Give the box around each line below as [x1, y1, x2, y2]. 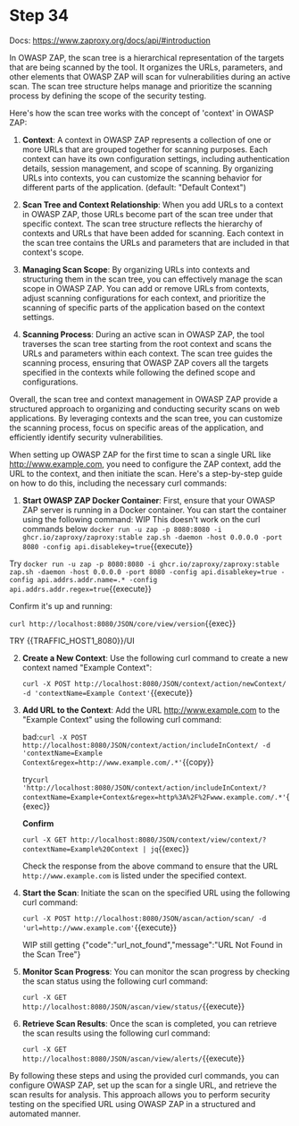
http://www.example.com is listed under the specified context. [21, 869, 247, 881]
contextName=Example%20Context [21, 844, 139, 854]
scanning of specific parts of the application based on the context [21, 301, 265, 313]
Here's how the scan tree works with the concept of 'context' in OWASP [9, 107, 274, 118]
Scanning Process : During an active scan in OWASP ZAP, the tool [21, 328, 265, 340]
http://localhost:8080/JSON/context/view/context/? [70, 835, 267, 844]
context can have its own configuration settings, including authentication [21, 153, 290, 164]
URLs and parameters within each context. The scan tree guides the [21, 348, 273, 359]
